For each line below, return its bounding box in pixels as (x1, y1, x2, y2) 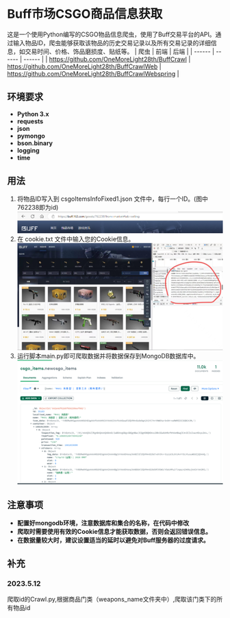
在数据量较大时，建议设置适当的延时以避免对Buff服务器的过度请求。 (16, 536, 210, 544)
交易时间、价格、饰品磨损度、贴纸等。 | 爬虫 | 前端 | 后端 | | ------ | (25, 47, 214, 55)
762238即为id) (16, 203, 59, 211)
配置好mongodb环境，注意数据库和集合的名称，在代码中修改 (16, 519, 190, 527)
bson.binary (16, 138, 53, 147)
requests (16, 117, 44, 125)
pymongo (16, 132, 46, 140)
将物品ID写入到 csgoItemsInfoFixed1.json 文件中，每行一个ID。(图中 (16, 195, 209, 203)
